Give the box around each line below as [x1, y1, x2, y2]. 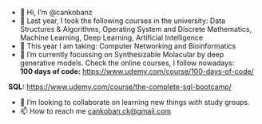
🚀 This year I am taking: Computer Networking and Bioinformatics [19, 41, 236, 51]
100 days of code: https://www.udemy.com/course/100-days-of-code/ [19, 67, 254, 76]
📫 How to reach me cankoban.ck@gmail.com [19, 107, 172, 115]
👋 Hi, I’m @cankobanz [19, 8, 93, 17]
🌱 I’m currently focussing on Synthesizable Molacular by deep [19, 50, 224, 59]
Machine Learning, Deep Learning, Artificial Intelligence [19, 33, 204, 42]
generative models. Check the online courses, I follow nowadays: [19, 58, 235, 68]
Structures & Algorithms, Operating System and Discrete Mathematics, [19, 25, 252, 33]
